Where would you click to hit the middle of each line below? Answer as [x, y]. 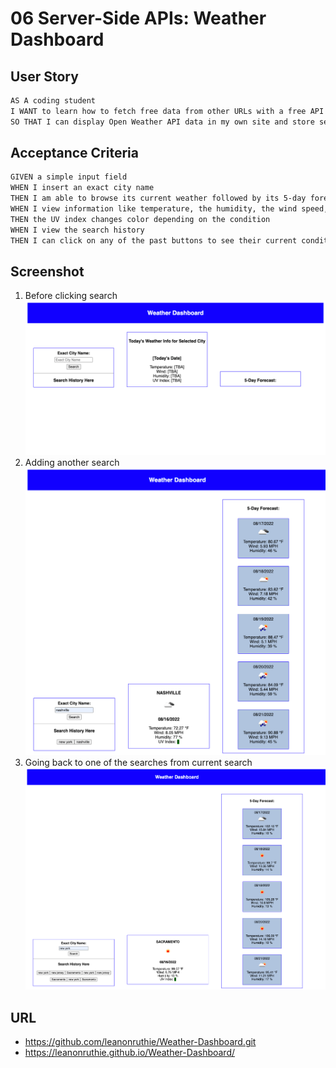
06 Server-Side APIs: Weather [138, 18]
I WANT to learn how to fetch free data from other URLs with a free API [167, 111]
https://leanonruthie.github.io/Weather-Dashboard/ [130, 1053]
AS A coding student [53, 101]
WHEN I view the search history [77, 230]
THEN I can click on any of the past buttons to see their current [154, 240]
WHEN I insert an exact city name [82, 188]
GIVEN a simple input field [69, 177]
